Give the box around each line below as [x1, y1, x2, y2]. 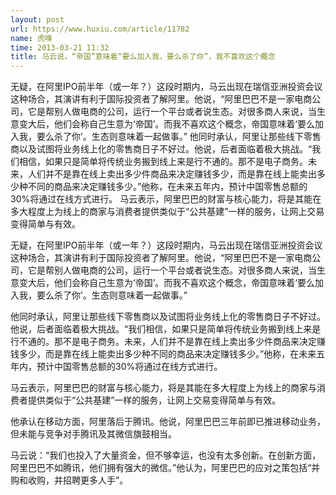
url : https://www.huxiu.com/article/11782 [10, 24, 190, 34]
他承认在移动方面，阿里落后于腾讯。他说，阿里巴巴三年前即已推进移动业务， [10, 416, 326, 428]
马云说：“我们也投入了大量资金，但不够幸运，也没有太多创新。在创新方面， [10, 449, 322, 461]
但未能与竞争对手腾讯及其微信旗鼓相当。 [10, 428, 177, 440]
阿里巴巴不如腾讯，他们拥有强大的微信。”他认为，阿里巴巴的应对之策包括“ [10, 462, 312, 474]
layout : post [10, 14, 65, 25]
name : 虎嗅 [10, 33, 53, 43]
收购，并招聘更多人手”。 [27, 474, 129, 486]
